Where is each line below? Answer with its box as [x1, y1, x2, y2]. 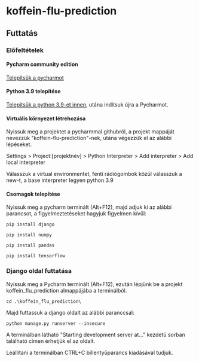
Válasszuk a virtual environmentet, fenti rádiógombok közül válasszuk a [6, 171, 182, 178]
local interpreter [6, 159, 46, 166]
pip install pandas [6, 242, 55, 249]
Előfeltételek [6, 46, 44, 54]
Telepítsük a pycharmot [6, 74, 64, 81]
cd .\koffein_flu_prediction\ [6, 298, 82, 305]
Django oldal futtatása [6, 267, 72, 275]
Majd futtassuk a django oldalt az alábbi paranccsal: [6, 309, 134, 316]
